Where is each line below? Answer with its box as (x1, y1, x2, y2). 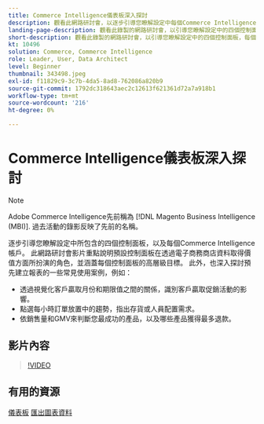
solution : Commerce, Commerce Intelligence (8, 48, 153, 56)
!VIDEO (27, 360, 51, 370)
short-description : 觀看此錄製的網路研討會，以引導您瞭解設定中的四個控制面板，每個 (8, 33, 257, 42)
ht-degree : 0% (8, 107, 55, 115)
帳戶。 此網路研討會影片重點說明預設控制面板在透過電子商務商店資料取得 (8, 248, 244, 258)
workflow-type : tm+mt (8, 92, 79, 100)
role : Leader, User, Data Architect (8, 56, 128, 64)
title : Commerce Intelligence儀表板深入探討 (8, 11, 148, 20)
